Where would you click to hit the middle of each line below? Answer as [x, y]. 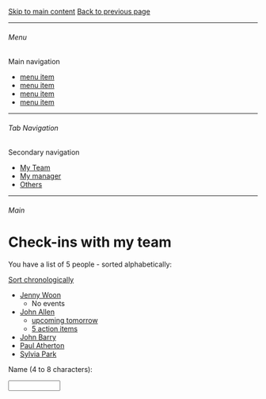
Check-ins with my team [90, 242]
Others [31, 185]
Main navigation [34, 62]
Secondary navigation [44, 152]
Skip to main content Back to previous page [79, 12]
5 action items [54, 328]
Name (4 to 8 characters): [50, 369]
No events [48, 303]
